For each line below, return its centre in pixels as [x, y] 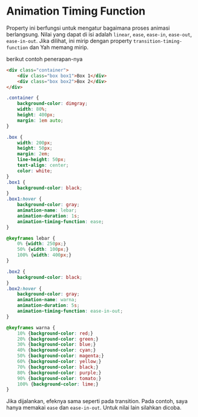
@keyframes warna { [31, 328]
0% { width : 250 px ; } [42, 244]
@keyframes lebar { [31, 238]
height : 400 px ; [36, 115]
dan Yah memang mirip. [59, 47]
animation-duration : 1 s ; [48, 216]
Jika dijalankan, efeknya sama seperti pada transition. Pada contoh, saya [97, 401]
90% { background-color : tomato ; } [59, 378]
